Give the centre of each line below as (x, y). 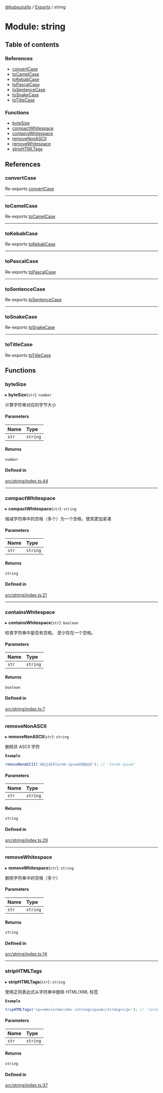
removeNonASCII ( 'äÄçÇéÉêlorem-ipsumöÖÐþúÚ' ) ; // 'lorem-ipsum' (70, 765)
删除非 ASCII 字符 (23, 747)
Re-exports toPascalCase (31, 272)
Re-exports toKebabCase (30, 244)
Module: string (35, 27)
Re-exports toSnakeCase (30, 327)
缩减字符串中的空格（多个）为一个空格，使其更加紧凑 (58, 519)
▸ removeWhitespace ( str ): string (40, 868)
